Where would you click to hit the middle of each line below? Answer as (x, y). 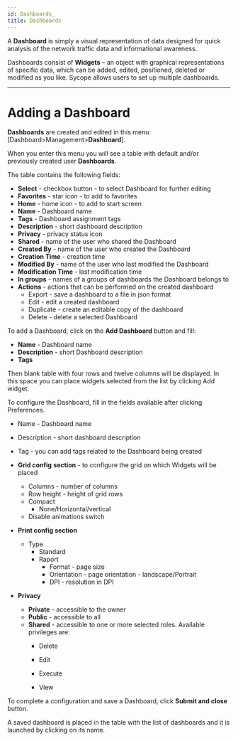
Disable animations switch (66, 517)
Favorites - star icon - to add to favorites (77, 196)
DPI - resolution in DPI (81, 582)
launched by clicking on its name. (56, 730)
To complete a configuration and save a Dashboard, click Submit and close (118, 701)
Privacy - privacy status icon (60, 234)
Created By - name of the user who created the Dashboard (104, 249)
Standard (52, 552)
